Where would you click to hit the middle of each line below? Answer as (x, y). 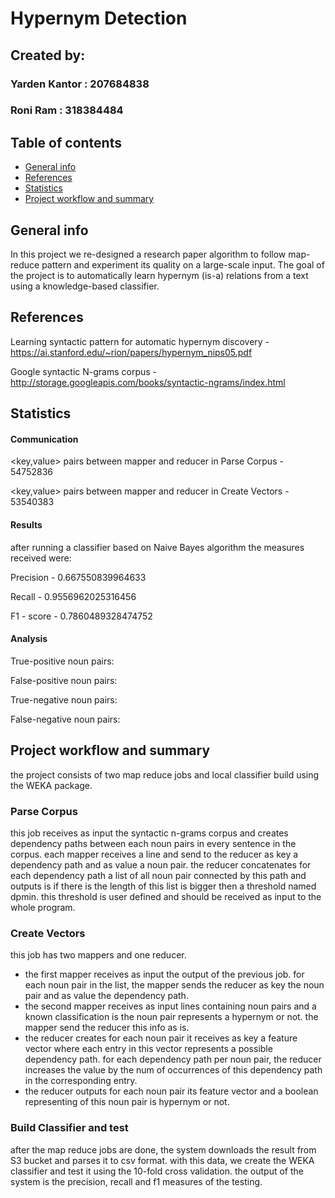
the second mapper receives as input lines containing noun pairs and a (170, 1006)
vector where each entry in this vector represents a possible (148, 1049)
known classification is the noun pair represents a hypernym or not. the (171, 1017)
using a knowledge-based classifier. (85, 286)
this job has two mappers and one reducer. (98, 955)
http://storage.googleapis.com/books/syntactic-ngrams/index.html (148, 382)
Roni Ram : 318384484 (67, 110)
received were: (41, 558)
